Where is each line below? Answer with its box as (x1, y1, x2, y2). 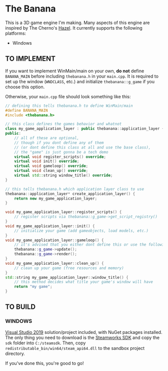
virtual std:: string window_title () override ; (14, 173, 113, 178)
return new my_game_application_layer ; (14, 196, 97, 201)
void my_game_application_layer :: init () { (5, 224, 95, 229)
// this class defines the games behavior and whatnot (5, 121, 122, 127)
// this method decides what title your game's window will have (14, 279, 153, 285)
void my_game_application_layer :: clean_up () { (5, 261, 104, 266)
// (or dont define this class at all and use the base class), (14, 145, 151, 150)
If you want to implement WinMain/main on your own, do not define (5, 68, 144, 74)
